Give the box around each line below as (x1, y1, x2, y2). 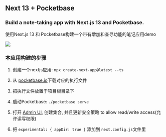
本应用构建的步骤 (5, 54, 47, 61)
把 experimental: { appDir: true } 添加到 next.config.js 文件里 (12, 126, 146, 132)
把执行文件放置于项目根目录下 (12, 88, 74, 94)
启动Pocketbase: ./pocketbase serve (12, 98, 89, 104)
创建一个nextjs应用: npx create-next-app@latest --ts (12, 66, 124, 72)
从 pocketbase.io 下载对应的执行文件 (12, 77, 87, 83)
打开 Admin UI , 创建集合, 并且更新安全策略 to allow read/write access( (12, 109, 157, 115)
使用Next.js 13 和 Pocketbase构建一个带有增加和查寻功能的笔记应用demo (5, 31, 156, 37)
